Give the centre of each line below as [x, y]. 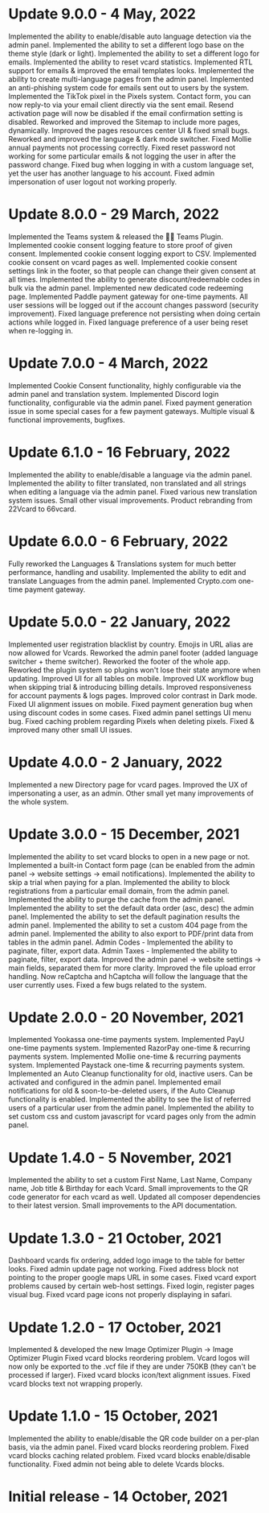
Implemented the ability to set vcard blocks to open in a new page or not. [129, 856]
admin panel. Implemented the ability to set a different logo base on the [126, 44]
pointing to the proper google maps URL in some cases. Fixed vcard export [132, 1278]
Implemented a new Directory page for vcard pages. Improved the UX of [128, 784]
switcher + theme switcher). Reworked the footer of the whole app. [119, 661]
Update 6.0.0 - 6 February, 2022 [118, 541]
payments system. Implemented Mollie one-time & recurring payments [125, 1056]
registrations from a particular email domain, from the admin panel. [119, 891]
